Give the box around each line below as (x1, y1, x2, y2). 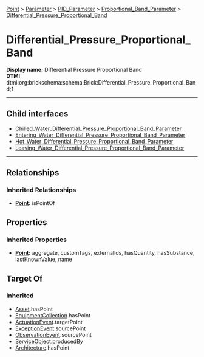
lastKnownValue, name (15, 255, 73, 263)
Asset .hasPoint (15, 305, 53, 313)
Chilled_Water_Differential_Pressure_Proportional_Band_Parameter (15, 125, 182, 132)
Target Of (6, 273, 43, 283)
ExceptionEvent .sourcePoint (15, 325, 86, 332)
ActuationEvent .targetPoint (15, 318, 83, 325)
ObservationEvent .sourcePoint (15, 331, 92, 338)
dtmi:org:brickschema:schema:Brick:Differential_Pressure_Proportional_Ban (6, 78, 196, 86)
